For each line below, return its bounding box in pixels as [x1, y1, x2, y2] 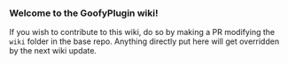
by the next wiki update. [9, 46, 97, 56]
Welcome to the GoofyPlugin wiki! [9, 7, 159, 19]
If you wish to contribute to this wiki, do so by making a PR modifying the [9, 27, 276, 38]
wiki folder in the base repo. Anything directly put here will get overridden [9, 36, 280, 46]
